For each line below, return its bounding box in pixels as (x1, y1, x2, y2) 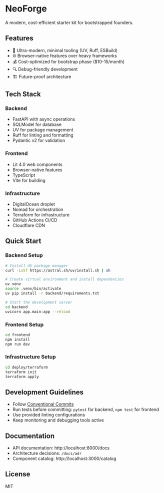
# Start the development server (5, 299, 72, 305)
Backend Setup (5, 252, 43, 259)
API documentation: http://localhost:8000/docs (12, 445, 110, 451)
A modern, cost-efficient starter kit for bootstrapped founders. (5, 19, 133, 25)
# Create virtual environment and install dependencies (5, 277, 124, 282)
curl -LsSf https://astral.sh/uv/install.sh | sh (5, 268, 111, 273)
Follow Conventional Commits (12, 401, 74, 407)
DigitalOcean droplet (12, 201, 55, 207)
